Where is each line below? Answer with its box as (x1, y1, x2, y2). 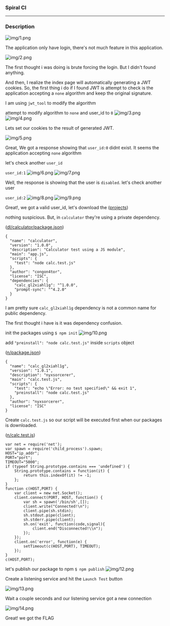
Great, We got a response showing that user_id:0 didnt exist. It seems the (5, 144, 159, 150)
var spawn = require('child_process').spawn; (5, 446, 103, 451)
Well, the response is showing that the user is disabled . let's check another (5, 179, 162, 185)
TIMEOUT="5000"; (5, 459, 39, 464)
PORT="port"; (5, 455, 33, 460)
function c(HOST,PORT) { (5, 486, 58, 491)
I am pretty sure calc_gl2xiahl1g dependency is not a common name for (5, 304, 157, 310)
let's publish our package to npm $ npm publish (5, 566, 105, 572)
